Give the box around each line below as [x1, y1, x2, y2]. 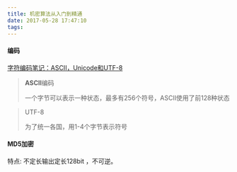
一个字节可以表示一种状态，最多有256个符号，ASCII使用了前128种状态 [24, 93, 230, 102]
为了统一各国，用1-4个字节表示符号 [24, 122, 127, 131]
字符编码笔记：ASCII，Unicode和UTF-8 [7, 63, 123, 71]
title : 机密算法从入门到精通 [7, 10, 83, 18]
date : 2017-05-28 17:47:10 [7, 17, 87, 24]
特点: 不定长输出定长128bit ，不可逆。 [7, 156, 117, 165]
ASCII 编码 [24, 79, 54, 87]
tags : [7, 23, 23, 30]
